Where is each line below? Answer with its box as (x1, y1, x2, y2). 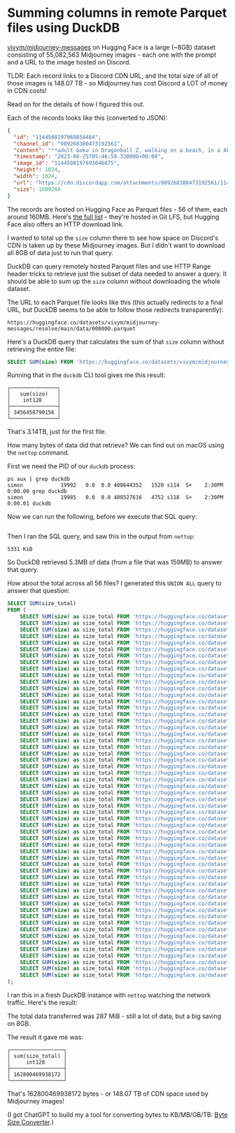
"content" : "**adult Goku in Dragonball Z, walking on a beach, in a (13, 147, 220, 154)
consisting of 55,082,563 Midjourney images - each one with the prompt (7, 50, 217, 59)
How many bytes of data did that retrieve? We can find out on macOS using (7, 441, 225, 449)
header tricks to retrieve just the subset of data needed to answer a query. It (7, 269, 227, 278)
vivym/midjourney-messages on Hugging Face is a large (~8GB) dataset (7, 43, 215, 51)
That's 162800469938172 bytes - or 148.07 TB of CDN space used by (7, 1090, 208, 1098)
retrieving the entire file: (7, 345, 77, 353)
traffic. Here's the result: (7, 998, 78, 1007)
